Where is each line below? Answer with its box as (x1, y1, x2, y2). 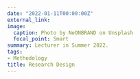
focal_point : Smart (13, 36, 69, 43)
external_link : (7, 16, 51, 23)
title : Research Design (7, 61, 75, 68)
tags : (7, 49, 23, 56)
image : (7, 23, 26, 30)
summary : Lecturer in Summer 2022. (7, 42, 109, 49)
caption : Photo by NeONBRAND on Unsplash (13, 29, 134, 36)
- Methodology (7, 55, 48, 62)
